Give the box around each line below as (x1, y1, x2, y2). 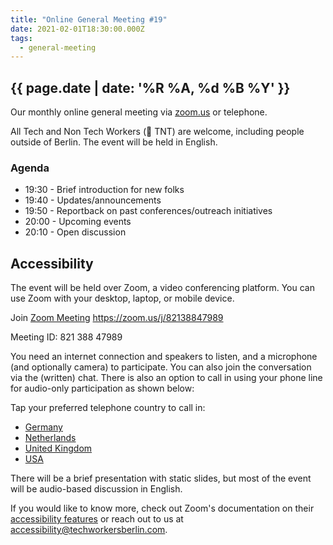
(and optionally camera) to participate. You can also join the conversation (10, 361, 312, 373)
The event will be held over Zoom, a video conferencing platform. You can (10, 282, 315, 294)
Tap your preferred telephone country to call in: (10, 402, 206, 414)
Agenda (10, 161, 50, 175)
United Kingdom (24, 442, 93, 455)
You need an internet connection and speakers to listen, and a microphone (10, 351, 318, 363)
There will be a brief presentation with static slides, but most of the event (10, 472, 312, 485)
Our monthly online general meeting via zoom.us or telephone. (10, 106, 268, 118)
